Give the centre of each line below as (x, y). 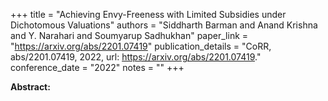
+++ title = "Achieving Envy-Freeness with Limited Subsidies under (148, 14)
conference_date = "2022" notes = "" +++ (97, 67)
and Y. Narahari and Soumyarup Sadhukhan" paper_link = (129, 35)
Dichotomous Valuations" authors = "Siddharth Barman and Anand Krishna (164, 25)
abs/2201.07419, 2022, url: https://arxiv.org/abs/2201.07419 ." (136, 57)
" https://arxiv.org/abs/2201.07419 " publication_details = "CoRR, (141, 46)
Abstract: (30, 87)
